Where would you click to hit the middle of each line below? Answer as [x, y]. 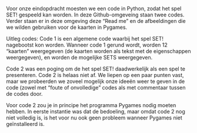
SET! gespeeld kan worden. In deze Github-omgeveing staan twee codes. [95, 15]
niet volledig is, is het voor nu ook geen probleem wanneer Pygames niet [94, 118]
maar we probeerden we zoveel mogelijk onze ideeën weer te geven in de [96, 81]
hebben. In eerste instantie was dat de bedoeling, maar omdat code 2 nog [96, 112]
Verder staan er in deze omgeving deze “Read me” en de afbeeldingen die [96, 21]
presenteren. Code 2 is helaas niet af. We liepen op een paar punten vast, [95, 75]
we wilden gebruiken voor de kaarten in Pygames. [67, 27]
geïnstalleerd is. [26, 124]
